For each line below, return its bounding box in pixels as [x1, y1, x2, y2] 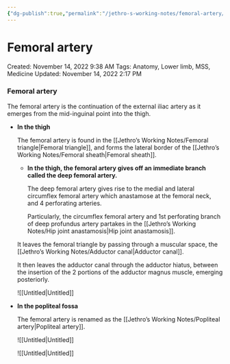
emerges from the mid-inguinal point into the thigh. [7, 109, 151, 117]
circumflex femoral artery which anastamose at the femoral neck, [27, 191, 212, 199]
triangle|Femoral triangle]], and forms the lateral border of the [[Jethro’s [16, 143, 220, 151]
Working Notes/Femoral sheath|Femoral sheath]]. [16, 150, 157, 158]
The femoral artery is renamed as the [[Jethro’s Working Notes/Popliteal [16, 315, 220, 323]
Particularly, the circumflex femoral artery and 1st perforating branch [27, 212, 221, 220]
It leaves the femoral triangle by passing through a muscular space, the [16, 240, 218, 248]
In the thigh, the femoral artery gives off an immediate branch [27, 164, 207, 172]
